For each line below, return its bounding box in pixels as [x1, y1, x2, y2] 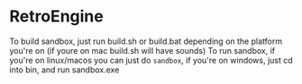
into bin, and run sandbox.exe [9, 64, 120, 75]
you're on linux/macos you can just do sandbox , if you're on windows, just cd [9, 55, 293, 65]
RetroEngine [9, 6, 104, 27]
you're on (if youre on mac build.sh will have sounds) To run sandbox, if [9, 45, 276, 55]
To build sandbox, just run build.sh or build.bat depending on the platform [9, 36, 282, 46]
